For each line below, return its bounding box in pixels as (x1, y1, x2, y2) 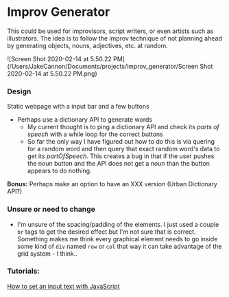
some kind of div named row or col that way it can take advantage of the (16, 242, 222, 250)
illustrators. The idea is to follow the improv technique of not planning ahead (7, 34, 223, 42)
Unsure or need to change (7, 204, 96, 214)
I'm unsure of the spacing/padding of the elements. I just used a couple (16, 220, 219, 228)
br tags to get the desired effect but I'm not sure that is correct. (16, 228, 197, 236)
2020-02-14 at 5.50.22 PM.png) (7, 69, 97, 78)
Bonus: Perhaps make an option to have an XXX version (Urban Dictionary (7, 180, 218, 188)
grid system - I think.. (16, 249, 77, 258)
